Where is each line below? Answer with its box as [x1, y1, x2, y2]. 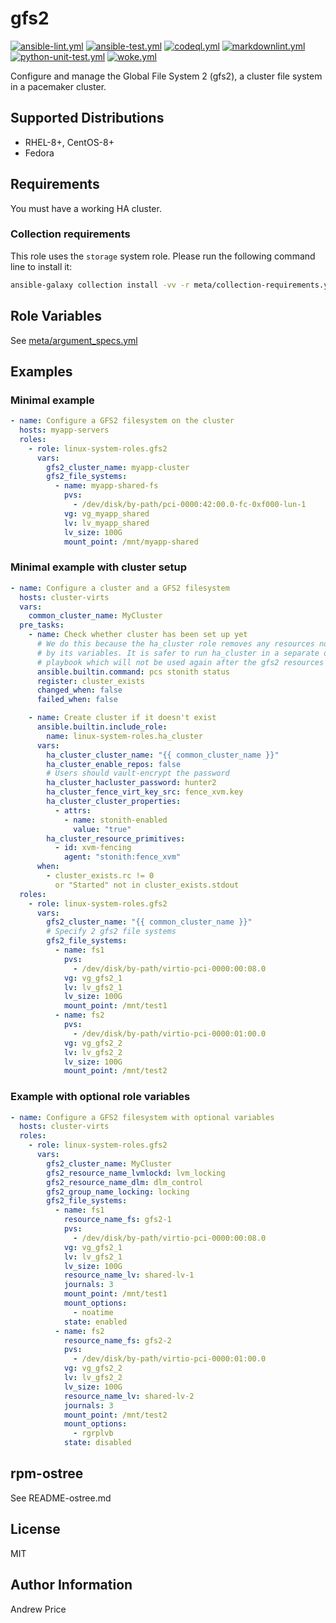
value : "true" [73, 824, 132, 834]
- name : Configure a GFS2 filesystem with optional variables [10, 1112, 275, 1122]
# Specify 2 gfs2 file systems [46, 927, 177, 937]
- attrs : [54, 805, 92, 816]
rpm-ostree [10, 1465, 84, 1482]
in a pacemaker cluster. [10, 80, 107, 92]
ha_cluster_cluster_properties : [46, 797, 182, 807]
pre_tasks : [19, 620, 65, 631]
